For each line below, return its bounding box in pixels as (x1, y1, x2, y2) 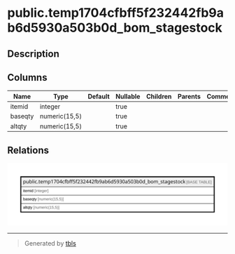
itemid (10, 102, 29, 111)
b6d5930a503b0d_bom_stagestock (7, 20, 222, 36)
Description (7, 48, 59, 60)
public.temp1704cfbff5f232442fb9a (7, 5, 224, 21)
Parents (177, 92, 201, 100)
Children (145, 92, 172, 100)
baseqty (10, 112, 34, 121)
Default (87, 92, 110, 100)
